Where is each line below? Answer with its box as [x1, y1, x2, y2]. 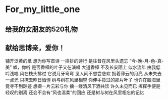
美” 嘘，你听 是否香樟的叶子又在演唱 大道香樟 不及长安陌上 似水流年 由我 [5, 64, 156, 70]
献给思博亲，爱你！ [5, 43, 65, 52]
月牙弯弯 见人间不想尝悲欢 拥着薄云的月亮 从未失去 [56, 71, 162, 77]
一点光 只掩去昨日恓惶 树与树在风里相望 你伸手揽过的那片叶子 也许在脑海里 [5, 77, 160, 83]
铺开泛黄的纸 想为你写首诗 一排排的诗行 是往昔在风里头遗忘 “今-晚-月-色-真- [5, 58, 164, 64]
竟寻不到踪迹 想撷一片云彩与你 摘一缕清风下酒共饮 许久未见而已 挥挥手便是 [5, 83, 160, 89]
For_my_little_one [5, 4, 80, 15]
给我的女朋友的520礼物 [5, 25, 78, 33]
